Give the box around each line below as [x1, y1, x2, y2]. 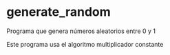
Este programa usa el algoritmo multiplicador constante [6, 40, 164, 48]
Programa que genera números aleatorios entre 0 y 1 [6, 27, 156, 35]
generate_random [6, 4, 111, 20]
